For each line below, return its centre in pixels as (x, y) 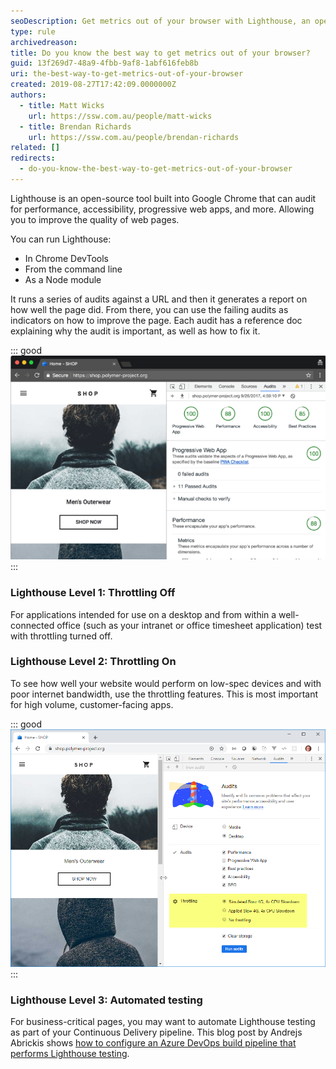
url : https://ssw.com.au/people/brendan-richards (134, 137)
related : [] (35, 148)
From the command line (73, 269)
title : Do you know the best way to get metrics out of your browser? (160, 53)
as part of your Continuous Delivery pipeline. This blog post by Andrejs (156, 1032)
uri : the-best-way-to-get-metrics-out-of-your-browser (127, 74)
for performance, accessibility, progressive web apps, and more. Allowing (162, 209)
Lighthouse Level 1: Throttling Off (93, 593)
